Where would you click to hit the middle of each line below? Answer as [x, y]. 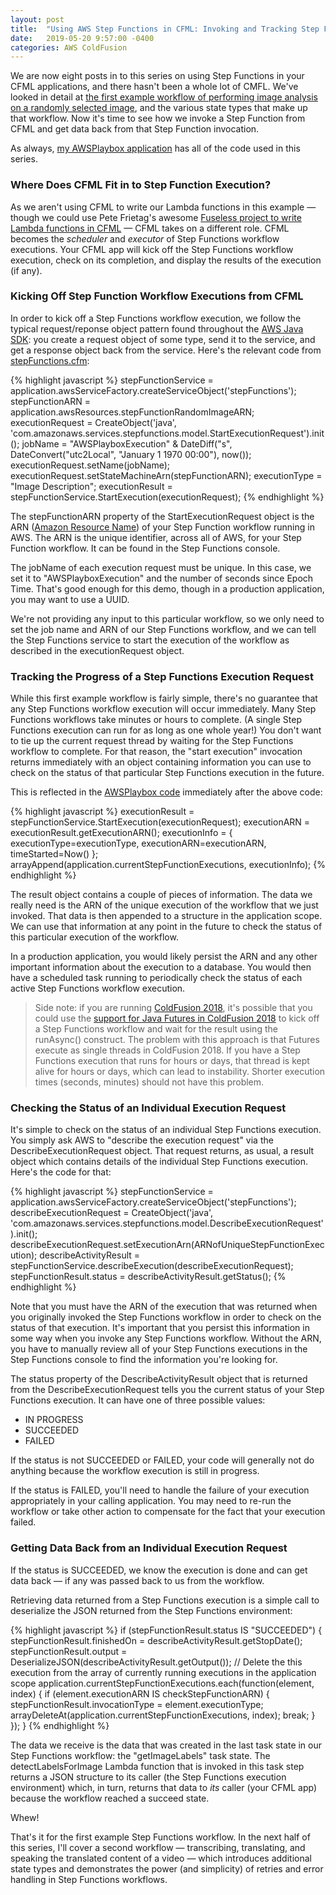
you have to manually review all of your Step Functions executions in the [159, 1349]
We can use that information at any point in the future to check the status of [166, 927]
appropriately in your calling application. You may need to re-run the [151, 1501]
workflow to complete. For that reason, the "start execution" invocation [156, 752]
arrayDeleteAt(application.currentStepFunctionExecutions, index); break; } [163, 1715]
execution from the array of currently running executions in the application [163, 1672]
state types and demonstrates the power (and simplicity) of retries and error [167, 1868]
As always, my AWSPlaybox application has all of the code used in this [155, 148]
